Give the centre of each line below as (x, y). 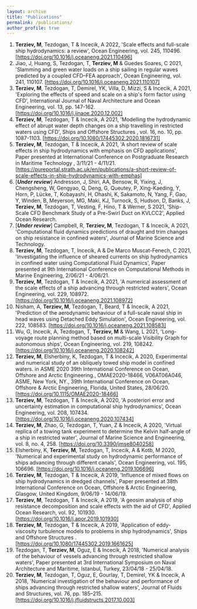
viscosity (26, 531)
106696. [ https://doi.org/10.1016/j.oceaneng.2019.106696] (84, 469)
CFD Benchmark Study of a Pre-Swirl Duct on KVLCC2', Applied (108, 213)
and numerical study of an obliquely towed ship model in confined (95, 363)
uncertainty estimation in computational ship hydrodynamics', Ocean (98, 406)
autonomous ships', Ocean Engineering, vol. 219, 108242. (84, 344)
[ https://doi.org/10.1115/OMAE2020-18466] (67, 394)
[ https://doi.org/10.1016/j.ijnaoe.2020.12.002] (69, 113)
